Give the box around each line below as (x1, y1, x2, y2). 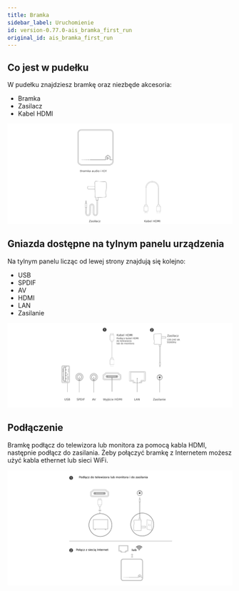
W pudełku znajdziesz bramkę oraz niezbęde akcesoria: (7, 81, 173, 89)
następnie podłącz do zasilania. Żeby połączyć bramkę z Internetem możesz (7, 448, 232, 457)
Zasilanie (17, 308, 45, 317)
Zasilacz (17, 102, 43, 111)
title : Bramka (7, 11, 50, 19)
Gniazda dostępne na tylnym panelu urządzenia (7, 238, 225, 250)
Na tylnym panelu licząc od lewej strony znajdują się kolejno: (7, 257, 186, 266)
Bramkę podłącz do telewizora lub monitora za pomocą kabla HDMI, (7, 440, 207, 449)
